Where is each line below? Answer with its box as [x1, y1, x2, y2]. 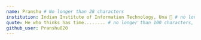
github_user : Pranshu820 [6, 25, 68, 31]
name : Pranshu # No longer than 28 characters [6, 8, 124, 15]
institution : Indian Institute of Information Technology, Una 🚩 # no [6, 14, 186, 20]
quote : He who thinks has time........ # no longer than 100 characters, [6, 19, 194, 25]
